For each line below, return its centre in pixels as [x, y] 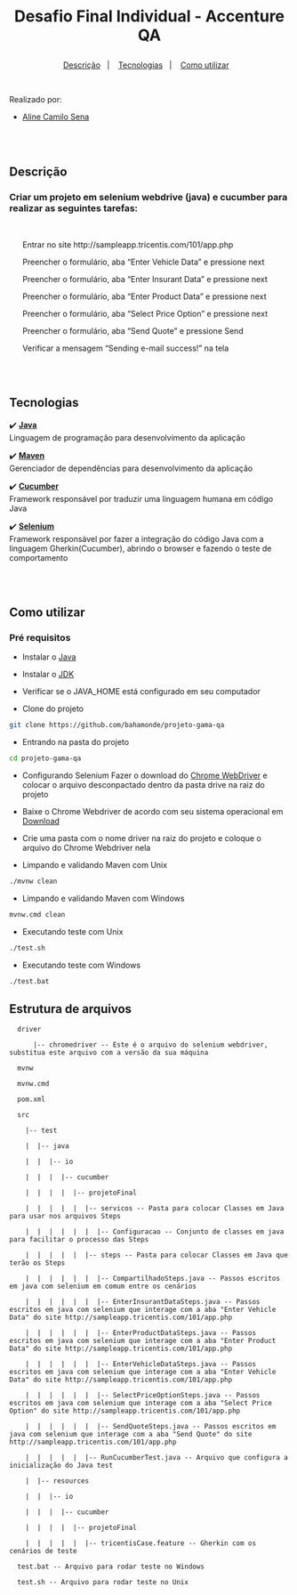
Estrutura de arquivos [70, 1009]
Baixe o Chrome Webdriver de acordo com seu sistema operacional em [153, 812]
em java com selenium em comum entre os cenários [103, 1287]
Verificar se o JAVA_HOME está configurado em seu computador [141, 692]
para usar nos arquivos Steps [65, 1217]
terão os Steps [37, 1263]
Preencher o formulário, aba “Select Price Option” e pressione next [145, 313]
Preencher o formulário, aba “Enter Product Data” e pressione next [144, 296]
